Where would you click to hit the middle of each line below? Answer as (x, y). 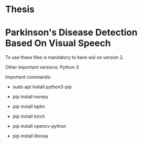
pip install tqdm (29, 106)
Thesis (20, 9)
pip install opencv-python (39, 126)
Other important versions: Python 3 (42, 67)
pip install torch (29, 116)
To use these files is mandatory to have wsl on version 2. (65, 57)
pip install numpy (30, 97)
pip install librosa (30, 136)
